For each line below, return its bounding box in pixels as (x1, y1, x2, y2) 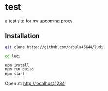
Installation (5, 32, 40, 40)
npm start (5, 71, 25, 77)
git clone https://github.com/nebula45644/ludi (5, 45, 104, 50)
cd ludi (5, 53, 21, 59)
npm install (5, 63, 29, 68)
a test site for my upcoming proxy (5, 18, 72, 23)
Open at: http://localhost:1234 (5, 80, 65, 87)
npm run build (5, 67, 34, 72)
